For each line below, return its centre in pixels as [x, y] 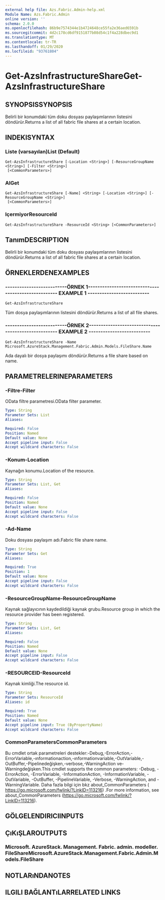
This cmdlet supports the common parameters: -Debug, [99, 769]
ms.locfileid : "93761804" [32, 51]
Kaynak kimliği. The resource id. [37, 684]
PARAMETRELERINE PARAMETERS [59, 376]
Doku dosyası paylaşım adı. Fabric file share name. [56, 540]
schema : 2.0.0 [20, 24]
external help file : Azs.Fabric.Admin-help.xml [55, 10]
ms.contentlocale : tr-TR [31, 42]
